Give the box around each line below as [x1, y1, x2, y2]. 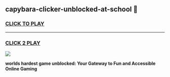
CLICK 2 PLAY [5, 39, 40, 46]
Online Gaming [5, 65, 37, 71]
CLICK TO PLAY [5, 20, 45, 27]
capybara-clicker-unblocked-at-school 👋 [5, 5, 138, 14]
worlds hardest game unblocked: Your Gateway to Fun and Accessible [5, 60, 156, 66]
